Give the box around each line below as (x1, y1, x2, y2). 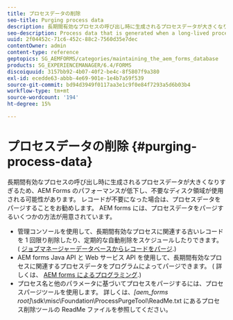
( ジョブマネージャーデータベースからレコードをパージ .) (17, 244, 177, 253)
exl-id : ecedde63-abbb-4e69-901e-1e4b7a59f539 (7, 74, 144, 82)
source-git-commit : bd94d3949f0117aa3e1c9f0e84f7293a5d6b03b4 (7, 81, 191, 88)
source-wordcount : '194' (7, 94, 79, 101)
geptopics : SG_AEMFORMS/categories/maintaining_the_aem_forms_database (7, 56, 218, 62)
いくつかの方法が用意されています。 (12, 212, 116, 221)
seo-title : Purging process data (7, 17, 104, 24)
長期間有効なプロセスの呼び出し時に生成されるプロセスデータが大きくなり (7, 178, 220, 186)
